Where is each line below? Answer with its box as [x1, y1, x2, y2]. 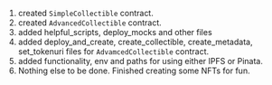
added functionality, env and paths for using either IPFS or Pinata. [17, 56, 264, 66]
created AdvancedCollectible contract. [17, 17, 163, 28]
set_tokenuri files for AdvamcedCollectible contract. [17, 46, 210, 57]
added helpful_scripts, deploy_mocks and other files [17, 27, 212, 37]
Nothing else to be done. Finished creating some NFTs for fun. [17, 65, 250, 76]
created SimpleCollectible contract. [17, 8, 154, 18]
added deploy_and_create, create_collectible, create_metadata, [17, 36, 253, 47]
